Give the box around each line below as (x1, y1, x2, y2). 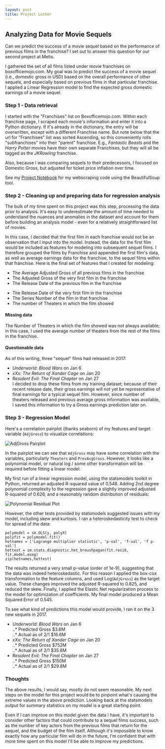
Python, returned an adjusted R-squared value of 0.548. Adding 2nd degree (5, 480, 159, 486)
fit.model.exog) (5, 552, 38, 557)
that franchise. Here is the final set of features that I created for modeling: (5, 260, 155, 266)
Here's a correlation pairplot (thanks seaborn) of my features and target (5, 425, 151, 431)
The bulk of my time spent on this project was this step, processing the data (5, 203, 159, 209)
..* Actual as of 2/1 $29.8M (12, 663, 67, 669)
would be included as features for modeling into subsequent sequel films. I (5, 244, 157, 250)
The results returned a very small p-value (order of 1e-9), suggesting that (5, 565, 154, 571)
